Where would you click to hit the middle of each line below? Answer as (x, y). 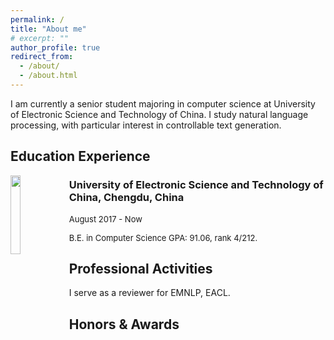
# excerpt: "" (40, 38)
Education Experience (80, 156)
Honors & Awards (124, 324)
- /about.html (48, 76)
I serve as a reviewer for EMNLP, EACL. (149, 293)
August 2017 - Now (105, 219)
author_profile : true (55, 47)
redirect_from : (42, 57)
